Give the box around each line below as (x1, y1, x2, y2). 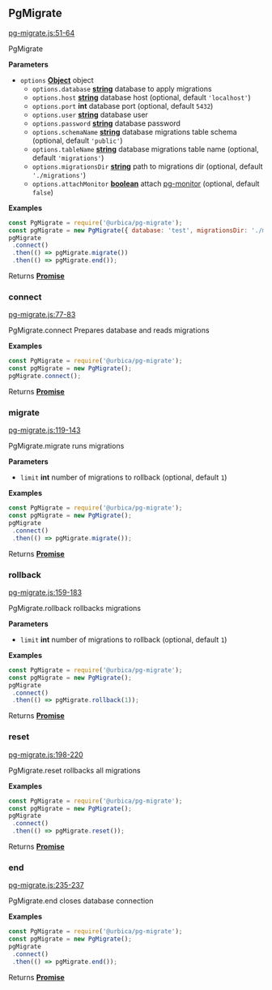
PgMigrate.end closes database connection (8, 896, 154, 906)
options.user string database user (32, 110, 148, 119)
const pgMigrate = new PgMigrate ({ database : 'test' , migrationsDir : (8, 226, 249, 235)
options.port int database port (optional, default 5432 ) (32, 101, 214, 110)
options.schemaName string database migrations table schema (32, 127, 237, 136)
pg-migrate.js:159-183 (8, 588, 83, 597)
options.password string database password (32, 118, 181, 128)
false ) (32, 187, 54, 197)
